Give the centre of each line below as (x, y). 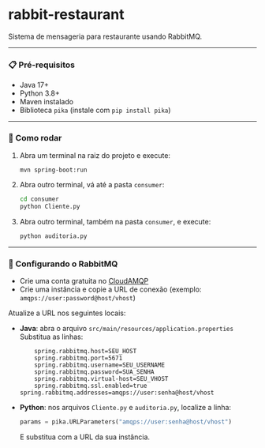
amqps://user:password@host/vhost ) (77, 298)
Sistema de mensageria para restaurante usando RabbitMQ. (105, 36)
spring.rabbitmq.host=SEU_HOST (86, 352)
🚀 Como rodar (35, 138)
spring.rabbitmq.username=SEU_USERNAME (100, 365)
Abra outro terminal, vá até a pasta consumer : (92, 185)
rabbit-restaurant (66, 15)
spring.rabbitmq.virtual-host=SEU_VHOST (101, 379)
